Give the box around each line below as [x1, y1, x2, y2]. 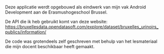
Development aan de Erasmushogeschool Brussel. [5, 9, 108, 15]
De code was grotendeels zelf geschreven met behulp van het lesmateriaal [5, 38, 158, 44]
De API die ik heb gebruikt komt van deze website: [5, 19, 108, 24]
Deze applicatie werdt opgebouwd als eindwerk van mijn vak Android [5, 4, 146, 10]
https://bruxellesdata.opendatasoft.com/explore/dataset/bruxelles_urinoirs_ [5, 24, 159, 30]
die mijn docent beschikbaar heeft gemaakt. [5, 44, 95, 49]
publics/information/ [5, 29, 46, 35]
